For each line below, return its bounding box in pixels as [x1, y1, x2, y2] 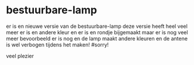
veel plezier [6, 52, 34, 59]
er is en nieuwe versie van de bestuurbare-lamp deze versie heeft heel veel [6, 23, 188, 30]
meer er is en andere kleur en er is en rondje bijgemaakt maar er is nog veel [6, 28, 188, 35]
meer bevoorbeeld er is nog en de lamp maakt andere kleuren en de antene [6, 35, 188, 42]
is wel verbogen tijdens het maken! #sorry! [6, 41, 109, 48]
